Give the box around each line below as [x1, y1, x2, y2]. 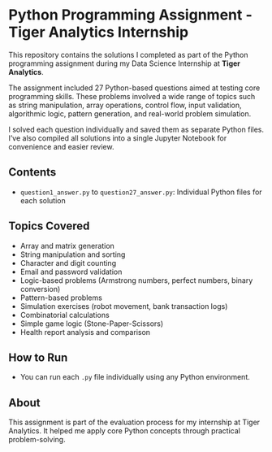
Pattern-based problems [19, 293, 103, 302]
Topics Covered [8, 219, 90, 233]
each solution [19, 195, 67, 205]
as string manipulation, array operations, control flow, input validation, [8, 100, 242, 110]
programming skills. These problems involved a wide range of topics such [8, 91, 256, 101]
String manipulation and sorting [19, 250, 126, 259]
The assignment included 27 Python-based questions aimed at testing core [8, 83, 261, 93]
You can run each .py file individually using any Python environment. [19, 372, 250, 382]
